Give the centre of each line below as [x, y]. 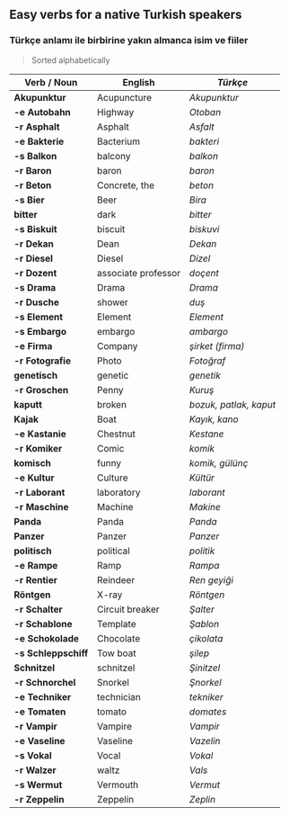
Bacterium [119, 141]
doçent [204, 273]
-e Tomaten [40, 712]
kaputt [28, 404]
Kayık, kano [214, 419]
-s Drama [35, 287]
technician [119, 696]
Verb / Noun [51, 82]
